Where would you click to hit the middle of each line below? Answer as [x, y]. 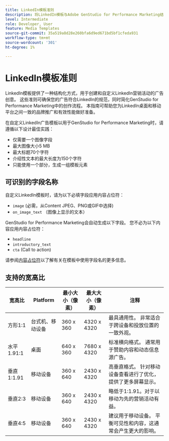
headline [22, 239]
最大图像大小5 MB [31, 146]
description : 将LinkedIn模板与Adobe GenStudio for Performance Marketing [82, 15]
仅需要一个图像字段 [32, 139]
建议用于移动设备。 [131, 416]
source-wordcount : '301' [31, 43]
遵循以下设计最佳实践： [29, 129]
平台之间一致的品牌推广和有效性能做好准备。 [52, 112]
